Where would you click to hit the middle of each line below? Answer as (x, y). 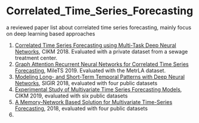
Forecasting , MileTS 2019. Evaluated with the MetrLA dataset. (90, 70)
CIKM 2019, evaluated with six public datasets (71, 96)
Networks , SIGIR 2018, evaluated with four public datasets (86, 83)
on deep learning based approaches (51, 33)
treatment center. (36, 58)
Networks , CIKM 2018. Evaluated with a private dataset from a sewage (101, 51)
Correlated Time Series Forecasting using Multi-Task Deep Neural (96, 45)
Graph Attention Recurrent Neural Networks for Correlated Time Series (102, 64)
